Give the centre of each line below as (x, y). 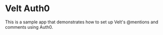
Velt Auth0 (27, 9)
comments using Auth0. (29, 27)
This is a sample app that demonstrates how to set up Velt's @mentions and (82, 22)
